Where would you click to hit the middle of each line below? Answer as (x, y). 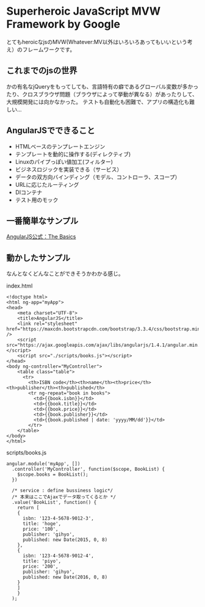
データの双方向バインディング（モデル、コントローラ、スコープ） (98, 177)
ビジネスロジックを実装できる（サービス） (69, 169)
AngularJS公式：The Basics (41, 237)
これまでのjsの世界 (42, 71)
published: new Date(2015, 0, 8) (65, 540)
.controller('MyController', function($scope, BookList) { (88, 469)
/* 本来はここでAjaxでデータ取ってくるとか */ (64, 497)
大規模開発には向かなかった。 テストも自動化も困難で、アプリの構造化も (98, 101)
